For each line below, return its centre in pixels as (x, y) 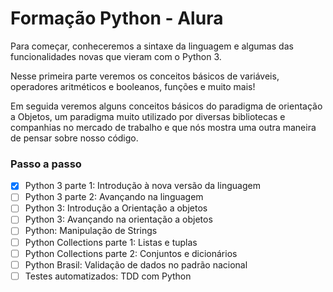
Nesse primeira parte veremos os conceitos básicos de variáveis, (145, 76)
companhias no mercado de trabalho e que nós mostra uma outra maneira (163, 127)
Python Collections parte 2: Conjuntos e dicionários (131, 253)
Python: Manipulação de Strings (91, 231)
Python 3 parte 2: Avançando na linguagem (114, 197)
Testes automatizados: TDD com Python (108, 276)
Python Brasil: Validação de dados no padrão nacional (136, 264)
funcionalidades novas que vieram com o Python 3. (116, 56)
